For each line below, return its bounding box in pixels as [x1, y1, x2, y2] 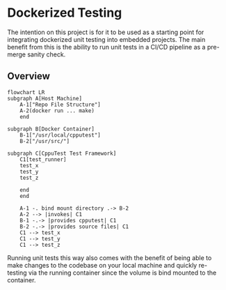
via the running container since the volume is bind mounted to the [28, 268, 217, 277]
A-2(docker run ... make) [19, 107, 95, 114]
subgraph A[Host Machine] [7, 95, 82, 102]
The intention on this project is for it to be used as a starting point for [7, 28, 204, 36]
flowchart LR [7, 89, 45, 96]
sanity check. [27, 50, 66, 59]
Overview [7, 70, 51, 82]
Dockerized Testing [7, 5, 122, 21]
